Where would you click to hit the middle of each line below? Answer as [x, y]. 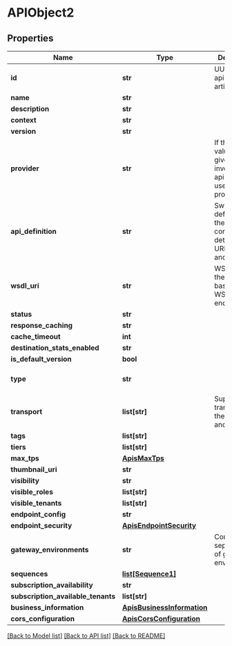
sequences [29, 574]
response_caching [42, 325]
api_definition [34, 231]
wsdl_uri [25, 286]
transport [27, 412]
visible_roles [32, 492]
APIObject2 [41, 13]
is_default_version [41, 359]
